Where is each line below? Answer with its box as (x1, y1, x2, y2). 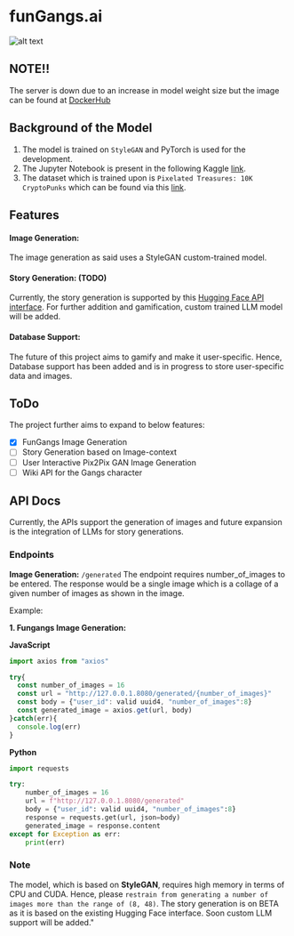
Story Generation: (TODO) (9, 272, 107, 283)
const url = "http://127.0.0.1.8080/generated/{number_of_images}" (17, 690, 273, 698)
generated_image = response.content (25, 821, 162, 830)
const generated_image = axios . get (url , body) (17, 706, 193, 715)
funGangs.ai (9, 6, 103, 27)
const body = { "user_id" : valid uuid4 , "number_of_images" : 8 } (17, 698, 252, 706)
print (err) (25, 838, 66, 847)
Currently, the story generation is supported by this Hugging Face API (9, 292, 265, 303)
